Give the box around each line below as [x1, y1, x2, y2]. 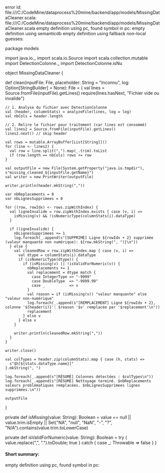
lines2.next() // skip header [5, 131, 68, 136]
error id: [5, 4, 22, 10]
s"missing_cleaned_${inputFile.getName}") [5, 170, 94, 175]
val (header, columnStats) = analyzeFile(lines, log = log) [5, 109, 132, 114]
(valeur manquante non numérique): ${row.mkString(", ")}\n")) [5, 240, 138, 245]
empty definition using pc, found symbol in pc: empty [36, 25, 145, 31]
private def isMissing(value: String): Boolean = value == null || [5, 414, 131, 420]
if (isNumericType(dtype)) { [18, 257, 79, 262]
